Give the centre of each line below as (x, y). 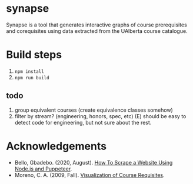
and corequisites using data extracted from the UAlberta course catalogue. (97, 31)
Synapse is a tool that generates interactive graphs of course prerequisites (96, 25)
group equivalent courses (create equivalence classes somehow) (94, 110)
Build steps (34, 55)
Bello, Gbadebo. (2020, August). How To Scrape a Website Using (94, 162)
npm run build (32, 78)
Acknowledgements (56, 146)
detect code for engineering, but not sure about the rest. (83, 122)
